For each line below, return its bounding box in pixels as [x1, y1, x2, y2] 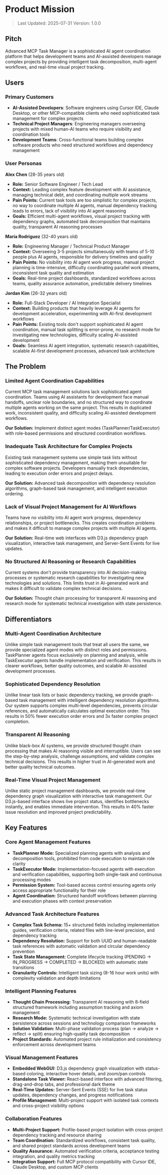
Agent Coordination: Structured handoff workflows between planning [12, 892, 157, 898]
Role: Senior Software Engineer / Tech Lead [12, 181, 103, 187]
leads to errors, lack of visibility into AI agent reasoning [12, 208, 126, 214]
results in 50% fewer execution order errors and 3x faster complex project [5, 713, 158, 719]
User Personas [5, 160, 42, 167]
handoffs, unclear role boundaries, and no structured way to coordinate [5, 400, 152, 406]
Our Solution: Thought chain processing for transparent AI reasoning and [5, 595, 156, 601]
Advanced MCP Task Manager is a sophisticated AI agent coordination [5, 48, 151, 54]
